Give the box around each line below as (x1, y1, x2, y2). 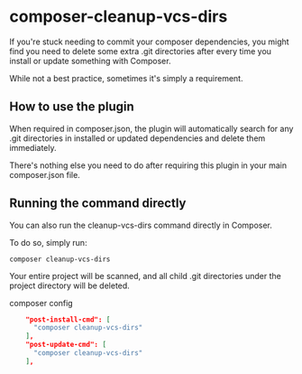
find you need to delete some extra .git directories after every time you (9, 45, 272, 56)
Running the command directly (9, 196, 187, 211)
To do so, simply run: (9, 237, 87, 248)
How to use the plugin (9, 99, 135, 115)
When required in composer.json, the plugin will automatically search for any (9, 123, 294, 134)
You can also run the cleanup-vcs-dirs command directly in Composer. (9, 220, 273, 230)
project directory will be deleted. (9, 280, 131, 291)
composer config (9, 297, 74, 308)
